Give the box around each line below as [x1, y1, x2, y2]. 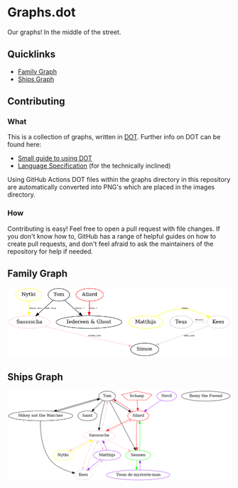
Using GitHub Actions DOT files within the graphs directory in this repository [7, 175, 231, 184]
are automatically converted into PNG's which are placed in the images [7, 183, 215, 192]
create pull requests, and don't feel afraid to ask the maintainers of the [7, 239, 214, 248]
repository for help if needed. [7, 246, 94, 256]
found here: [7, 140, 41, 149]
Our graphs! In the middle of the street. [7, 28, 121, 36]
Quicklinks [7, 48, 56, 60]
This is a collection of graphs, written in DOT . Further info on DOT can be [7, 133, 221, 141]
